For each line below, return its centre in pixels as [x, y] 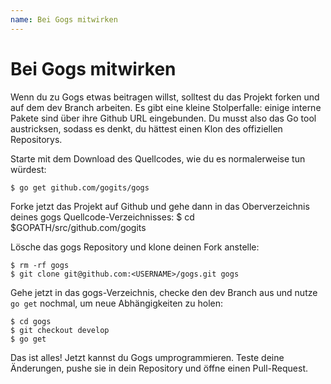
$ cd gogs [31, 321]
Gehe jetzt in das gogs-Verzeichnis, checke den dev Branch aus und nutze [164, 292]
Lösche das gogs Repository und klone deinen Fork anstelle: [135, 247]
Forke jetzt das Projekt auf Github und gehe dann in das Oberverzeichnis [160, 206]
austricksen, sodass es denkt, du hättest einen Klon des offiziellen [146, 128]
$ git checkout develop [60, 330]
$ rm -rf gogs [40, 265]
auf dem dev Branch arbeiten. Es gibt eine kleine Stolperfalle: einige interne [166, 107]
